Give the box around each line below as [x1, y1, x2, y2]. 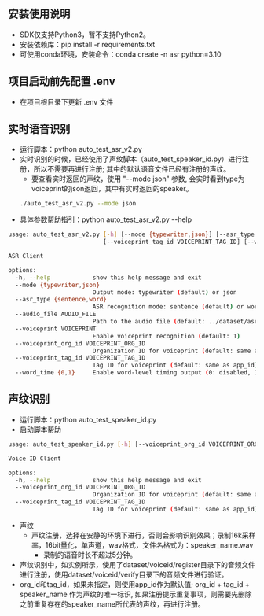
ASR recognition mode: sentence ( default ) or [92, 303, 244, 311]
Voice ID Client [8, 455, 61, 463]
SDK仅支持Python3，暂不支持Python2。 [19, 30, 151, 39]
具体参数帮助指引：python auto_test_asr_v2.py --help [19, 215, 192, 224]
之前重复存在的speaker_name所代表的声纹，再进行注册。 [19, 599, 206, 608]
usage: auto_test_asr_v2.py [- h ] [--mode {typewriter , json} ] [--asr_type [8, 231, 255, 238]
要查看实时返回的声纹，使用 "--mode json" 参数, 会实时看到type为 [31, 174, 245, 183]
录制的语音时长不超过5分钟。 [42, 550, 137, 559]
